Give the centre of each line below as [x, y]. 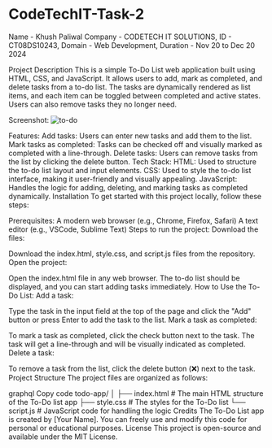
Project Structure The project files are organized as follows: [108, 377]
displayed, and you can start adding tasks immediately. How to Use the [127, 286]
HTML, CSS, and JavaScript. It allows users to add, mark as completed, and [136, 78]
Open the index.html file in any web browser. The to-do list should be [124, 278]
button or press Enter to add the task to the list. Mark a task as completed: [133, 320]
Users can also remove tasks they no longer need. [93, 104]
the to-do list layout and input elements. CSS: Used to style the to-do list [130, 170]
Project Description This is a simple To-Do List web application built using [132, 69]
